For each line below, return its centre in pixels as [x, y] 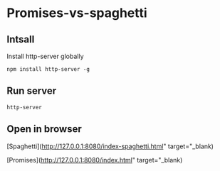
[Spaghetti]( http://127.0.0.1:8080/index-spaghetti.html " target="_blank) [110, 146]
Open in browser [44, 129]
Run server [32, 91]
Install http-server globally [45, 56]
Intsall [21, 39]
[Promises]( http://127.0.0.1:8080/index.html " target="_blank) [95, 160]
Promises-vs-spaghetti [77, 13]
